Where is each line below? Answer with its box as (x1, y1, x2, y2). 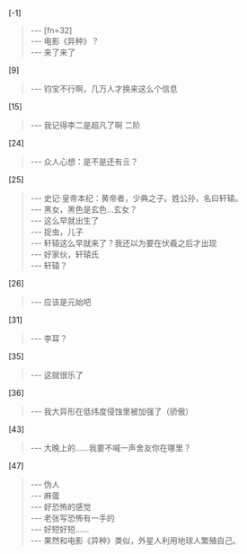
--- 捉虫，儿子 (30, 226, 84, 237)
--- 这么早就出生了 (30, 215, 100, 225)
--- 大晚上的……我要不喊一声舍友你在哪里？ (30, 443, 192, 453)
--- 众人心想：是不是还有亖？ (30, 156, 139, 167)
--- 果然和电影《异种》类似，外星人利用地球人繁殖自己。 (30, 535, 242, 546)
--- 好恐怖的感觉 (30, 502, 92, 512)
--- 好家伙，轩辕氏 (30, 249, 100, 259)
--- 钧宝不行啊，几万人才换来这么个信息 (30, 84, 179, 93)
